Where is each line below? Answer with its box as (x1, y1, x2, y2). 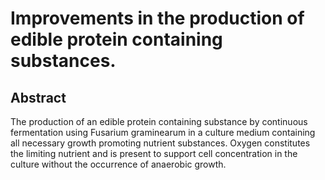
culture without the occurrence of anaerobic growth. (10, 158, 227, 170)
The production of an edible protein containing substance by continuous (10, 116, 308, 127)
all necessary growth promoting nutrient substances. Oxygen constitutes (10, 137, 311, 149)
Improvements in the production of (10, 7, 305, 30)
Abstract (10, 89, 67, 106)
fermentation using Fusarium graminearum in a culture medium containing (10, 127, 316, 138)
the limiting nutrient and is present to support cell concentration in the (10, 148, 298, 159)
